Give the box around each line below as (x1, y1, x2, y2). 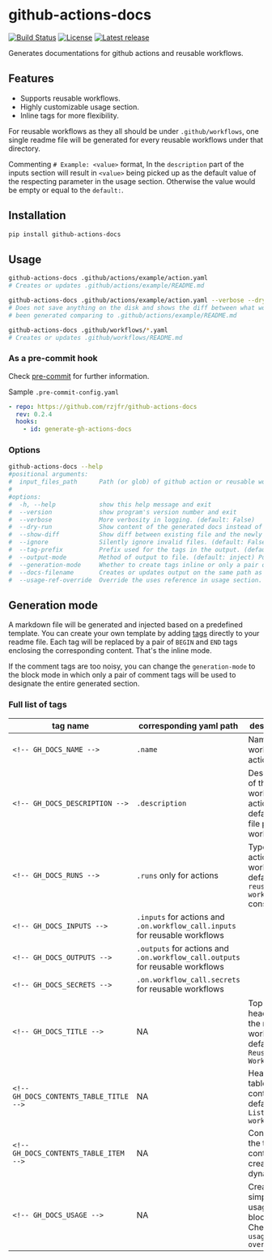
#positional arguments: (8, 471, 89, 479)
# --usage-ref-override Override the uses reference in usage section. (8, 576, 263, 584)
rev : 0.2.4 (15, 410, 53, 419)
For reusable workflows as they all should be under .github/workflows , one (8, 126, 259, 135)
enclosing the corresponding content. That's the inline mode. (8, 646, 212, 656)
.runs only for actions (136, 870, 219, 881)
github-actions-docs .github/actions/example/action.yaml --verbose (8, 296, 244, 304)
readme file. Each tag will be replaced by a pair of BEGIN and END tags (8, 637, 238, 647)
